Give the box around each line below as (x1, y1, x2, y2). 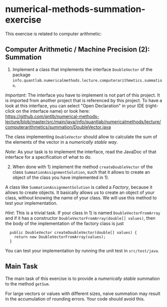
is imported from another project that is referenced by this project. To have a (5, 97, 163, 103)
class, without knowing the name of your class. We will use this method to (5, 194, 157, 201)
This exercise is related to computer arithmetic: (5, 31, 102, 37)
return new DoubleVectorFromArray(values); (14, 234, 106, 239)
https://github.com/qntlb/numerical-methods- (5, 113, 100, 119)
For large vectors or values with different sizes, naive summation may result (5, 290, 161, 296)
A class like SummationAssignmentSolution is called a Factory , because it (5, 184, 153, 190)
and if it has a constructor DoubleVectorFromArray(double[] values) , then (5, 215, 156, 221)
